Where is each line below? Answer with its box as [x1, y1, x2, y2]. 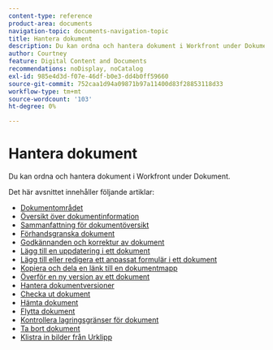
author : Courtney [8, 50, 67, 58]
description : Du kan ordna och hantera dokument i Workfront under [8, 42, 242, 50]
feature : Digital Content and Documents [8, 58, 148, 66]
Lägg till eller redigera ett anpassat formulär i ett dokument [19, 255, 218, 265]
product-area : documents [8, 19, 93, 28]
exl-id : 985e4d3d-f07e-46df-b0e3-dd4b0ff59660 [8, 72, 169, 80]
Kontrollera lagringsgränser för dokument [19, 315, 159, 325]
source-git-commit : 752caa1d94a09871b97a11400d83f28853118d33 [8, 80, 223, 88]
